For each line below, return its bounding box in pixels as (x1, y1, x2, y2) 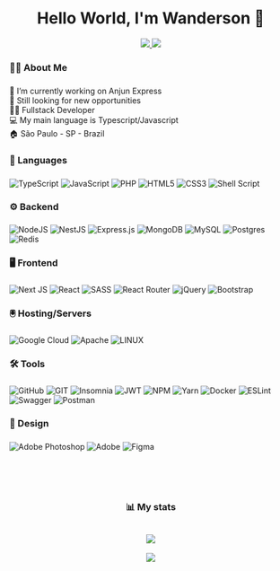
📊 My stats (125, 500, 177, 513)
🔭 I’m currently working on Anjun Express (9, 85, 162, 96)
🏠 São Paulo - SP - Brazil (9, 127, 105, 138)
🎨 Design (9, 417, 49, 429)
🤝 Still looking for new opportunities (9, 94, 142, 106)
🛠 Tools (9, 358, 46, 371)
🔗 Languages (9, 154, 67, 166)
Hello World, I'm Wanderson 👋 (37, 8, 265, 29)
